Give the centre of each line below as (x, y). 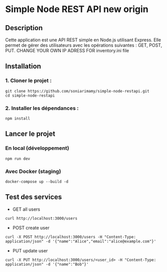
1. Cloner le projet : (28, 80)
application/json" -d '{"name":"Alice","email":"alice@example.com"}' (81, 241)
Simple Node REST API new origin (77, 9)
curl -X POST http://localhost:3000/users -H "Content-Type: (71, 237)
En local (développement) (37, 148)
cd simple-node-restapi (30, 96)
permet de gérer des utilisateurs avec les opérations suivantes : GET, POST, (84, 45)
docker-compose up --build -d (37, 182)
